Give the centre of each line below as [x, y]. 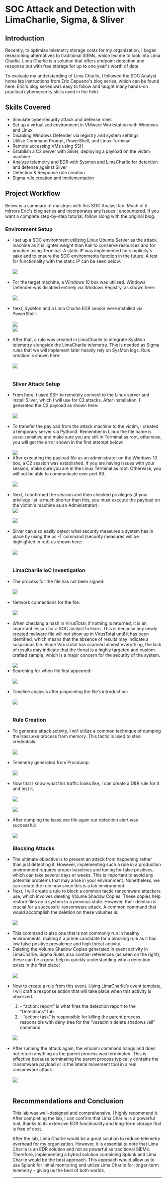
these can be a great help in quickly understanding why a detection [81, 960]
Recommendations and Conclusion [68, 1101]
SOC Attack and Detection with [70, 9]
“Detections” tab [37, 1012]
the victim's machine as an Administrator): [56, 505]
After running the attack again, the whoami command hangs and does [84, 1048]
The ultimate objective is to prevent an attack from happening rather [82, 859]
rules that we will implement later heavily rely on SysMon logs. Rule [81, 350]
